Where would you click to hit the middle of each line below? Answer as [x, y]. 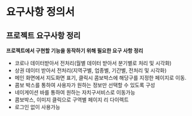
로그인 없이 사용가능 [37, 107]
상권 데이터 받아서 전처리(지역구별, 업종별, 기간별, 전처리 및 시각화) [90, 70]
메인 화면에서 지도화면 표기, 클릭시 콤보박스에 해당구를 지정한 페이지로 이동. [100, 78]
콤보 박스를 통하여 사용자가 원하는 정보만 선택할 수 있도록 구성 [85, 85]
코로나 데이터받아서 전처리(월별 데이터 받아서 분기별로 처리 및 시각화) [93, 63]
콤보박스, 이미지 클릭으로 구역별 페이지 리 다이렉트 [71, 100]
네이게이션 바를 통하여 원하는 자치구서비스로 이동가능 [75, 92]
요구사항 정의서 [40, 12]
